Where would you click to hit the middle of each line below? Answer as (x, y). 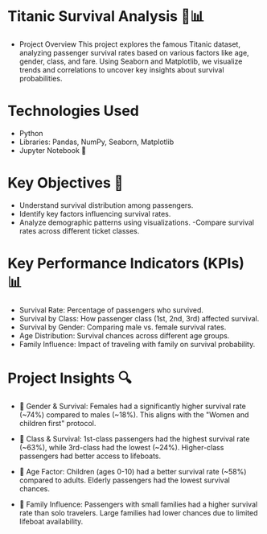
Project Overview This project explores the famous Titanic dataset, (129, 44)
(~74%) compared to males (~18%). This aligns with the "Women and (134, 414)
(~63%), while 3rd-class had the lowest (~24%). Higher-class (121, 447)
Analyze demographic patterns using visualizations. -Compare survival (137, 222)
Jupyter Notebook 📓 (52, 150)
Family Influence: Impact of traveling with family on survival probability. (137, 344)
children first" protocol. (58, 423)
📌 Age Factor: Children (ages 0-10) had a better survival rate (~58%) (133, 471)
